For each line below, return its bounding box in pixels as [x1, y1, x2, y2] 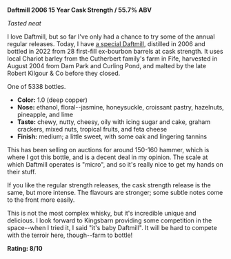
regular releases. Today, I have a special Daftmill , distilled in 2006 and [7, 40, 205, 48]
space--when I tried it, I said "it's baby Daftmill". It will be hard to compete [7, 224, 217, 231]
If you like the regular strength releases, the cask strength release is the [7, 181, 212, 189]
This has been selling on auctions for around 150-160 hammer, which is [7, 146, 210, 154]
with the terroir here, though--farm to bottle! [7, 231, 133, 239]
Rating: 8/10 [7, 245, 43, 252]
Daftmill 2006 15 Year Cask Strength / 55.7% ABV [7, 6, 152, 14]
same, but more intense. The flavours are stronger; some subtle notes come [7, 189, 223, 196]
